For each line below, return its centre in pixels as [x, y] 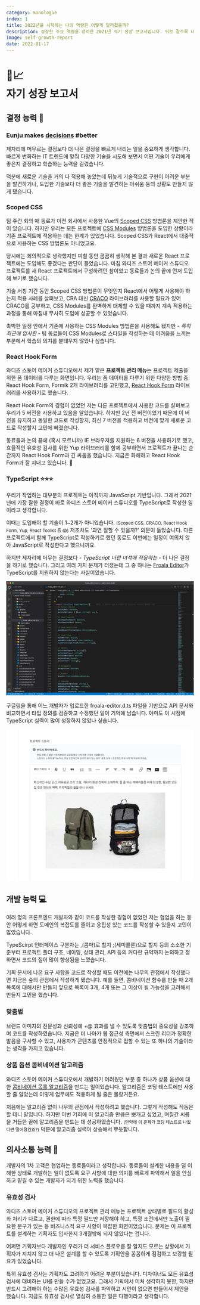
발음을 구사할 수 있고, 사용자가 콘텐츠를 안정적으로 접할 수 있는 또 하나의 [89, 1041]
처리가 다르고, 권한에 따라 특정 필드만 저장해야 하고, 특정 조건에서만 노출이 [98, 1219]
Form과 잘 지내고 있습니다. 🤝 [40, 463]
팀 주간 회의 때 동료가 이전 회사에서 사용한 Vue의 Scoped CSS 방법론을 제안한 [97, 221]
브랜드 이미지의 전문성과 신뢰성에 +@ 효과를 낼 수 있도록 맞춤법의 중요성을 [92, 1026]
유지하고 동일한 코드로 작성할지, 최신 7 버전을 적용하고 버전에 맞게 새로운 [101, 420]
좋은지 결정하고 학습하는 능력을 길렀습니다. [56, 163]
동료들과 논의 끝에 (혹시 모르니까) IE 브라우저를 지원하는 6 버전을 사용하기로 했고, [100, 441]
